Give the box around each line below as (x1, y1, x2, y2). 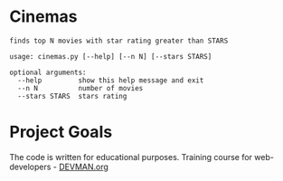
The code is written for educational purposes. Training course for (9, 151, 253, 162)
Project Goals (9, 122, 113, 142)
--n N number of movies (17, 83, 144, 92)
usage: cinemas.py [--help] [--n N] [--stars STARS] (9, 52, 212, 61)
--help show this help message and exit (17, 75, 204, 85)
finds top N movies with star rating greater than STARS (9, 36, 229, 45)
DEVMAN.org (58, 161, 108, 172)
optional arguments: (9, 68, 88, 77)
